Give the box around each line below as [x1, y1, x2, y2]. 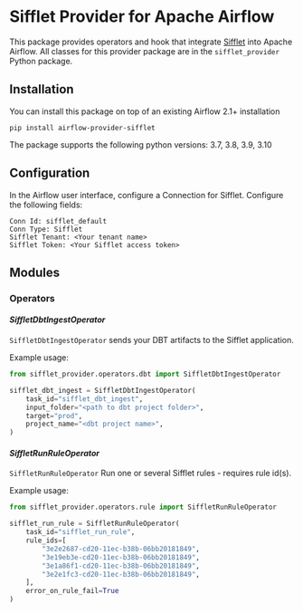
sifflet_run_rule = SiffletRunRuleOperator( [9, 519, 180, 529]
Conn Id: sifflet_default [9, 216, 107, 225]
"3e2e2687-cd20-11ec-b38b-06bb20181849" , [42, 544, 201, 553]
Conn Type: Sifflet [9, 225, 83, 234]
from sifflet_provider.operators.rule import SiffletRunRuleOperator [9, 502, 278, 512]
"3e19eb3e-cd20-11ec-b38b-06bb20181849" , [42, 552, 201, 562]
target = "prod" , [25, 411, 83, 420]
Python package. [9, 55, 73, 66]
